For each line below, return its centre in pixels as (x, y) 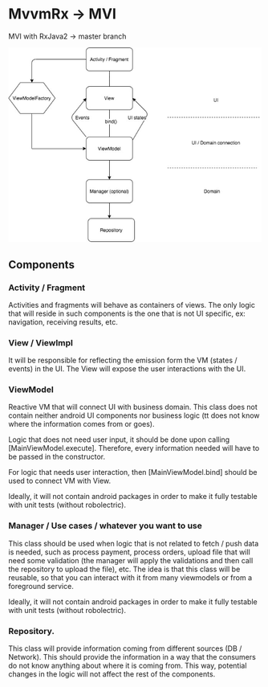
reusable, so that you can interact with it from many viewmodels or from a (130, 577)
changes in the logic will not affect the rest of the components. (112, 674)
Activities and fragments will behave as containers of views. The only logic (132, 305)
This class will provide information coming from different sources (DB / (125, 648)
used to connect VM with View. (60, 481)
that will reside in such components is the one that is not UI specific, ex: (127, 313)
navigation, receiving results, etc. (63, 321)
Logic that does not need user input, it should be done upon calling (119, 440)
